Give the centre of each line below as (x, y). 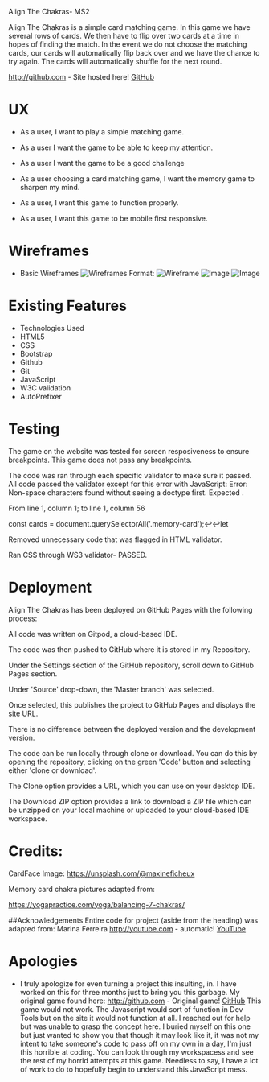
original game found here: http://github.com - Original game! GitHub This (141, 1001)
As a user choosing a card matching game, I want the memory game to (137, 178)
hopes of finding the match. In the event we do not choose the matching (128, 44)
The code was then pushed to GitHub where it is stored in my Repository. (129, 649)
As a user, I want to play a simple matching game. (102, 131)
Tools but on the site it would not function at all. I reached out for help (135, 1018)
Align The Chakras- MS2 (49, 12)
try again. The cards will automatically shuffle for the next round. (115, 61)
